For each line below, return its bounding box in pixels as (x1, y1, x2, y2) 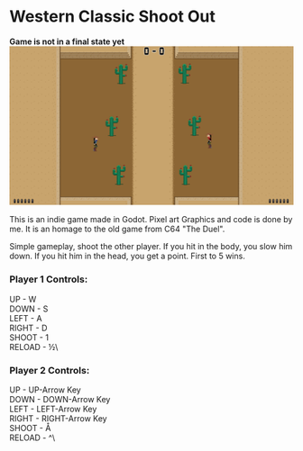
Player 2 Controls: (9, 364, 90, 376)
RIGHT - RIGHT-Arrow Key (9, 413, 107, 424)
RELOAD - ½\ (9, 341, 59, 352)
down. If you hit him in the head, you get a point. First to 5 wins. (9, 250, 245, 262)
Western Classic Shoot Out (9, 6, 216, 27)
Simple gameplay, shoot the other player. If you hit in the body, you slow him (9, 241, 293, 252)
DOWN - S (9, 303, 49, 314)
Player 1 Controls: (9, 273, 88, 285)
